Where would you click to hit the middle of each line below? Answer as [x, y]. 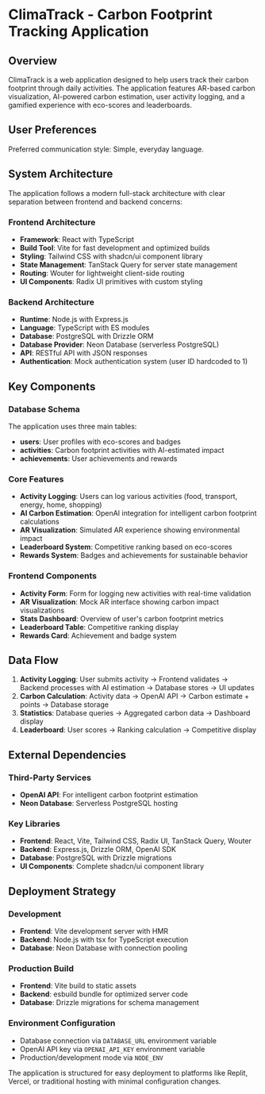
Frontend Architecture [52, 222]
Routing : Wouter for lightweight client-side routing [102, 273]
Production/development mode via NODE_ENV [92, 1058]
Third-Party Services [50, 777]
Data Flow [33, 660]
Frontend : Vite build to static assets [78, 986]
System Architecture [61, 174]
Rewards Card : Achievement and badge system [98, 635]
